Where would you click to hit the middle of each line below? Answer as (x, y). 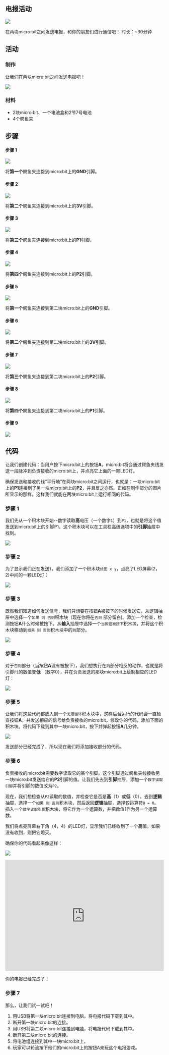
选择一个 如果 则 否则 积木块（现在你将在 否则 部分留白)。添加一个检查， (86, 617)
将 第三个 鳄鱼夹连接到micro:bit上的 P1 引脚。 (50, 240)
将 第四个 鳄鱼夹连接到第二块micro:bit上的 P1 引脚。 (56, 410)
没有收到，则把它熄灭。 (29, 832)
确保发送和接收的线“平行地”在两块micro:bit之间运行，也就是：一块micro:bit (82, 482)
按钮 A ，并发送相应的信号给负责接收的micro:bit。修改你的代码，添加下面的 (86, 720)
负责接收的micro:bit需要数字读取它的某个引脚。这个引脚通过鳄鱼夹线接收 (80, 773)
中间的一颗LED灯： (29, 575)
